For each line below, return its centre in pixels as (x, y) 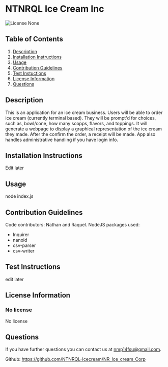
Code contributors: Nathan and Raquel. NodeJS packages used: (73, 225)
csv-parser (24, 245)
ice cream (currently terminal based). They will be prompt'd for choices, (81, 118)
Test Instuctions (30, 73)
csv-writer (23, 251)
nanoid (20, 240)
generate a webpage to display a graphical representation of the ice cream (83, 129)
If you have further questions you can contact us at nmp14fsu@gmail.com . (83, 349)
